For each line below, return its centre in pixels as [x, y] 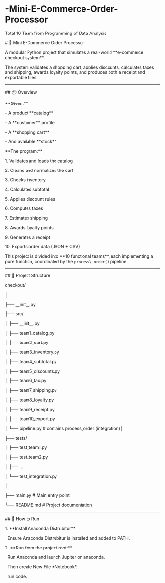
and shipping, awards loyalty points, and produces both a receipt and [75, 72]
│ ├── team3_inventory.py [32, 352]
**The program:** [24, 151]
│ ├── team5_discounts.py [33, 371]
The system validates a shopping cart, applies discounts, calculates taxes [80, 67]
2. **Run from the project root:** [39, 548]
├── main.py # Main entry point [38, 495]
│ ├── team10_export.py [30, 419]
